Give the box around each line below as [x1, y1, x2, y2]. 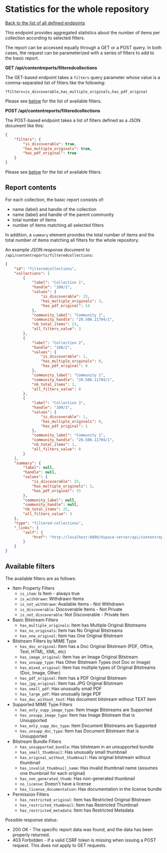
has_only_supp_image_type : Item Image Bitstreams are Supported [19, 707, 153, 713]
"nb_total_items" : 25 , [23, 507, 70, 512]
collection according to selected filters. [5, 35, 85, 41]
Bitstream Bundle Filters [12, 738, 62, 745]
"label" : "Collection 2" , [31, 340, 85, 345]
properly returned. [12, 832, 50, 838]
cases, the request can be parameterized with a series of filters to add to [5, 50, 155, 56]
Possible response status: [5, 817, 58, 823]
